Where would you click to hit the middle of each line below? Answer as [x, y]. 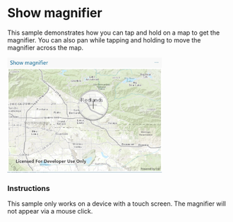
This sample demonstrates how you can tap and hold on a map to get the [114, 33]
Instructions [29, 188]
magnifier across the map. [46, 47]
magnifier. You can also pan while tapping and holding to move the [104, 40]
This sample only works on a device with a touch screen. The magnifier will [116, 204]
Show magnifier [55, 13]
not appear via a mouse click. [50, 211]
